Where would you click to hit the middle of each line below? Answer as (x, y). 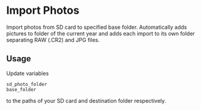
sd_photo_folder (27, 84)
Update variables (28, 73)
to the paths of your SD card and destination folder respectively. (86, 100)
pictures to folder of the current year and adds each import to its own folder (101, 33)
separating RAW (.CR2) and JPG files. (53, 40)
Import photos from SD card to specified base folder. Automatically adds (97, 27)
